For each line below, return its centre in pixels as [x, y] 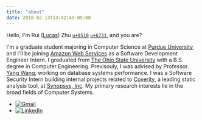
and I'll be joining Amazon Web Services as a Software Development [92, 53]
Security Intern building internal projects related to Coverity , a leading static [101, 79]
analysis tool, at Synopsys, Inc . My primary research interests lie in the [95, 85]
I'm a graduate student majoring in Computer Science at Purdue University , [100, 47]
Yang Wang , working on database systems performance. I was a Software [99, 72]
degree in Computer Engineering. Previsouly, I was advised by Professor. [98, 66]
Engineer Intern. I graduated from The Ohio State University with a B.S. [95, 60]
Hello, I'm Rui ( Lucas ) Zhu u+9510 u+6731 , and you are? [74, 35]
